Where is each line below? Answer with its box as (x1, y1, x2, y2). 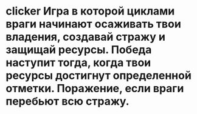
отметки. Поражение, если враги (5, 82, 184, 95)
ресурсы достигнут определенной (5, 69, 192, 82)
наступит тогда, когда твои (5, 56, 151, 70)
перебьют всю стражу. (5, 95, 130, 109)
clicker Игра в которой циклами (5, 4, 175, 18)
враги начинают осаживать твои (5, 17, 182, 31)
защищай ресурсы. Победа (5, 43, 152, 57)
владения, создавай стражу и (5, 30, 165, 44)
